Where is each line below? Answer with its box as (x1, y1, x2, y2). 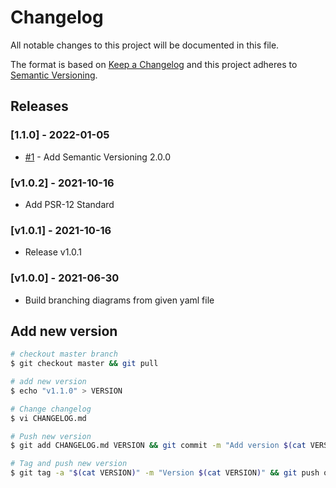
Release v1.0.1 (24, 246, 83, 258)
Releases (10, 98, 69, 115)
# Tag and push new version (10, 459, 128, 469)
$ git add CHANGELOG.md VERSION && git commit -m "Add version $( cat (10, 441, 307, 451)
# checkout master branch (10, 349, 118, 360)
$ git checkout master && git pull (10, 359, 159, 369)
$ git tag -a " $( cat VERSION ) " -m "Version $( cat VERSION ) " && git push (10, 468, 320, 478)
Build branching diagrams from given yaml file (24, 294, 215, 306)
